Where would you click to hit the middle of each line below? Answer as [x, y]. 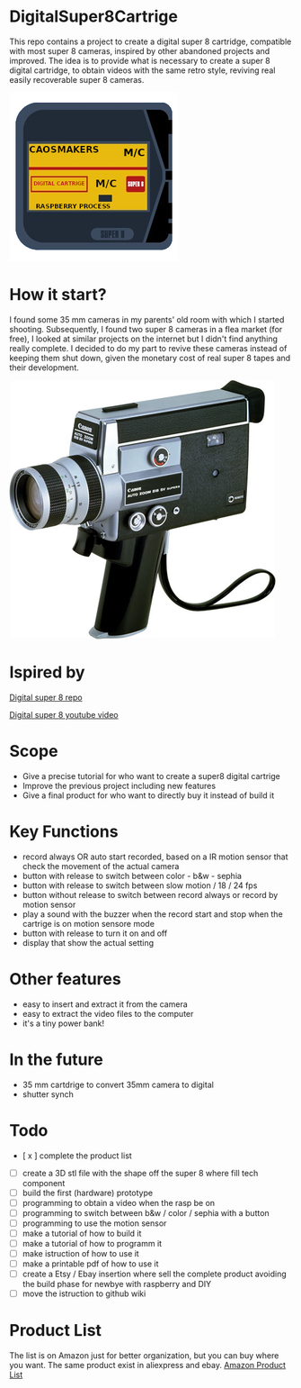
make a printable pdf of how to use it [90, 1264]
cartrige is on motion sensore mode [89, 923]
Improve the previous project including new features [119, 785]
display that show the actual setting [88, 942]
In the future [56, 1059]
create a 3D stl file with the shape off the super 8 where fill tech [140, 1173]
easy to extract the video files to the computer [108, 1013]
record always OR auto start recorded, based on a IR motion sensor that [155, 857]
